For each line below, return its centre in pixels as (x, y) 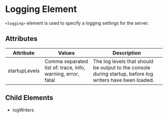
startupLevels (24, 70)
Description (126, 52)
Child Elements (29, 98)
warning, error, (62, 73)
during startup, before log (123, 73)
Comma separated (66, 61)
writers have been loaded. (124, 80)
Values (66, 52)
